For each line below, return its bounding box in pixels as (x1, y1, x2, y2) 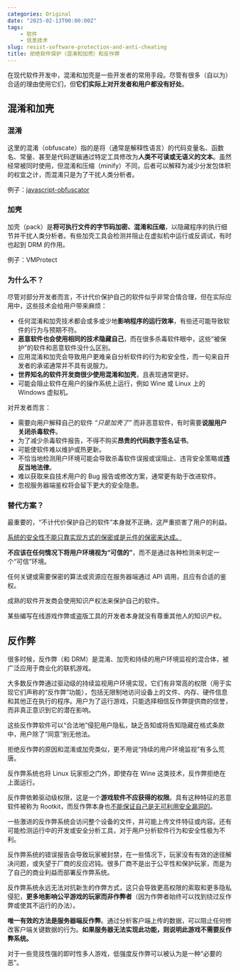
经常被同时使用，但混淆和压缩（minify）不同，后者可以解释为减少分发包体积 (7, 161, 231, 170)
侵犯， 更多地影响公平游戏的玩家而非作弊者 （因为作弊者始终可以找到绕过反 (7, 892, 225, 901)
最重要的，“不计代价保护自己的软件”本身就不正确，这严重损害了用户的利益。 (7, 518, 231, 527)
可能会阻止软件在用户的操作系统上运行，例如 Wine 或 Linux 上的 (17, 379, 206, 388)
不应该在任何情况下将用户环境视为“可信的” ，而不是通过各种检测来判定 (7, 548, 214, 557)
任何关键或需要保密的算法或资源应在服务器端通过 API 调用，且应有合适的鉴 (7, 573, 227, 581)
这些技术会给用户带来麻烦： (26, 301, 107, 311)
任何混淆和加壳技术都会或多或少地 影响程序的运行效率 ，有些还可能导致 (17, 317, 224, 326)
